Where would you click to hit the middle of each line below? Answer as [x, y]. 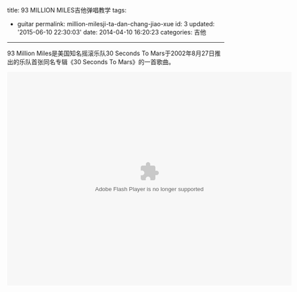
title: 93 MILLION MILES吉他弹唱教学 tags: [67, 10]
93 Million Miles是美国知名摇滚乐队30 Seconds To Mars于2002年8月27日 [111, 53]
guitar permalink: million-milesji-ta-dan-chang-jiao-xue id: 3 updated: [116, 24]
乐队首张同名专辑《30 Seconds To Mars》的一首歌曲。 [97, 62]
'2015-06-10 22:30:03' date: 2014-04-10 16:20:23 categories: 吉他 [112, 32]
